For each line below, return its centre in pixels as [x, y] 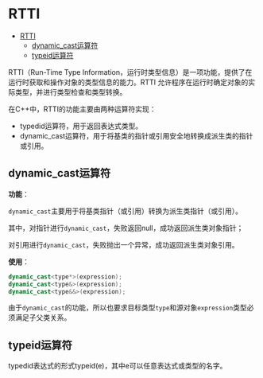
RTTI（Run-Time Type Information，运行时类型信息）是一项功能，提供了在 [130, 72]
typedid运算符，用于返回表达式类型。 [81, 126]
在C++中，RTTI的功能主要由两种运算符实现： [82, 109]
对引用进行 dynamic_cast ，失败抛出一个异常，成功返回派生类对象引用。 [124, 244]
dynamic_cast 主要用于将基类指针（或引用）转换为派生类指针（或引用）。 [125, 211]
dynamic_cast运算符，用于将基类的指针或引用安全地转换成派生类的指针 [136, 135]
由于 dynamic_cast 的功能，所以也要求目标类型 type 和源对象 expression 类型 [128, 308]
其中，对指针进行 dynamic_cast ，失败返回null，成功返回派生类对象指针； [126, 228]
